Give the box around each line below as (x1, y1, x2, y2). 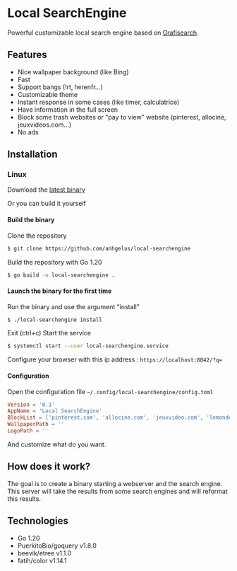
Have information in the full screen (17, 105, 119, 114)
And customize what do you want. (7, 440, 107, 449)
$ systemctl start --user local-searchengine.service (7, 342, 169, 350)
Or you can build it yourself (7, 200, 87, 208)
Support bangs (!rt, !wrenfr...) (17, 83, 104, 91)
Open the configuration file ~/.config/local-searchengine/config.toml (7, 387, 214, 396)
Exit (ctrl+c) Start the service (7, 329, 92, 338)
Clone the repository (7, 231, 67, 240)
